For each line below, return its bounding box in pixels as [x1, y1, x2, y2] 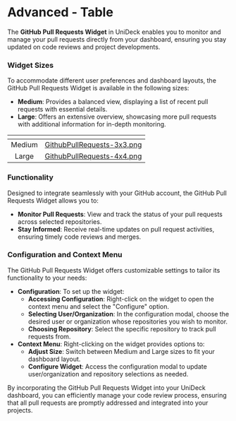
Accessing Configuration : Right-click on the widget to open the [27, 295, 215, 303]
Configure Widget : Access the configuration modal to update [27, 362, 208, 371]
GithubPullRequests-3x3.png [44, 140, 142, 150]
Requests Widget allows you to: [7, 196, 99, 205]
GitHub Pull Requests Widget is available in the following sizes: [7, 84, 190, 93]
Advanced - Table [7, 4, 114, 20]
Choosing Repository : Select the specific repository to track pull [27, 324, 216, 333]
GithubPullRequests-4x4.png [44, 151, 142, 161]
